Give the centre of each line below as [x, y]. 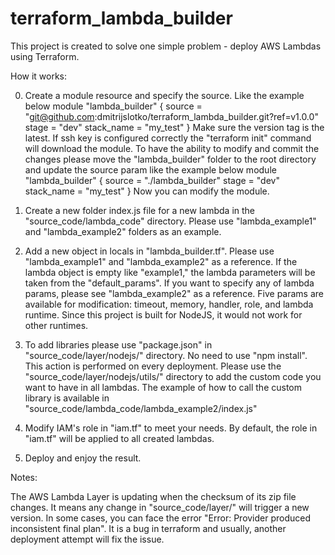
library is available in [67, 398]
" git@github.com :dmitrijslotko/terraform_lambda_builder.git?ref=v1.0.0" [171, 116]
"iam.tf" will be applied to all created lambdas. [119, 438]
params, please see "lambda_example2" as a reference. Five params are [174, 293]
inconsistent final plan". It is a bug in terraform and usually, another [148, 528]
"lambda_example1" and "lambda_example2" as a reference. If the [161, 261]
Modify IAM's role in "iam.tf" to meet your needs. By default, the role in [171, 428]
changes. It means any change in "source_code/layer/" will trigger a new [160, 507]
